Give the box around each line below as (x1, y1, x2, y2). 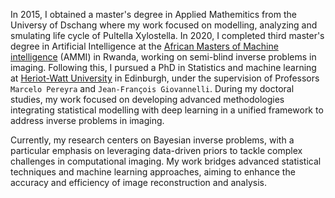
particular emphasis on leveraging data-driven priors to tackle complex (10, 145, 303, 156)
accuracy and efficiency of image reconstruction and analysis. (10, 177, 267, 188)
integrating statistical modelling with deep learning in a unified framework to (10, 104, 324, 116)
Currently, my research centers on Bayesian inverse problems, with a (10, 134, 295, 146)
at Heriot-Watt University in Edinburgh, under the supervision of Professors (10, 72, 320, 84)
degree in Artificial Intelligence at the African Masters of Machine (10, 40, 279, 52)
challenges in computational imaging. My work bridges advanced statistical (10, 155, 322, 167)
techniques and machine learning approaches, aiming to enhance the (10, 166, 296, 178)
